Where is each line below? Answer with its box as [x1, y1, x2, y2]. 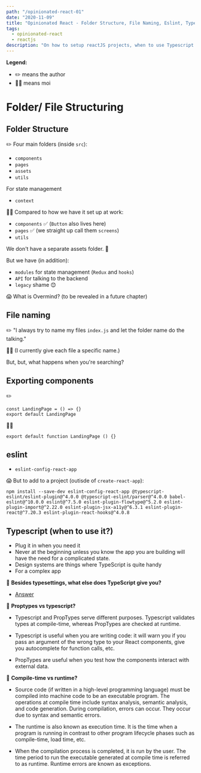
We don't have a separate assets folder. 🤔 [6, 245, 109, 252]
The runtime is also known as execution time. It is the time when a [14, 723, 178, 730]
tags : [6, 25, 20, 32]
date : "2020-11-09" [6, 14, 55, 20]
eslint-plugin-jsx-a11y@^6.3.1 [65, 505, 144, 511]
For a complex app [14, 568, 61, 575]
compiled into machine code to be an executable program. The [14, 693, 170, 700]
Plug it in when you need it [14, 542, 81, 549]
